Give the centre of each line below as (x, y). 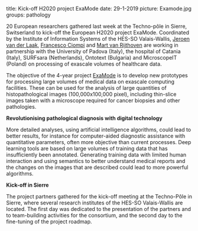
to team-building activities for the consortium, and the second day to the (94, 215)
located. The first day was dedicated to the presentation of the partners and (98, 209)
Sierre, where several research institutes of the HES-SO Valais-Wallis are (95, 203)
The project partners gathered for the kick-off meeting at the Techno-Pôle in (99, 196)
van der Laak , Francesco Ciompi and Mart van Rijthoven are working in (92, 45)
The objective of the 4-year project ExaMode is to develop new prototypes (97, 75)
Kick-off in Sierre (27, 185)
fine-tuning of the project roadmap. (49, 222)
